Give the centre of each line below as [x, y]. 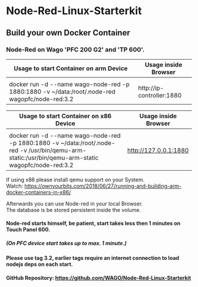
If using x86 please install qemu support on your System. [75, 180]
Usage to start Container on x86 [65, 116]
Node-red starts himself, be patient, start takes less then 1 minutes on [93, 223]
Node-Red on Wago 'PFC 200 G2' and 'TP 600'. [75, 50]
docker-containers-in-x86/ [39, 192]
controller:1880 [160, 95]
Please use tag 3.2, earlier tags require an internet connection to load [93, 258]
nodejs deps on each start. [39, 265]
